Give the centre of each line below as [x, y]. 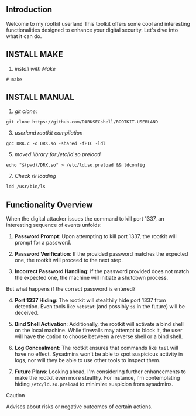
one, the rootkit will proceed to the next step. [68, 260]
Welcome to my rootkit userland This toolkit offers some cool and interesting [98, 23]
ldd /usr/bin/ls [26, 187]
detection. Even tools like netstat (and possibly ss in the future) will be [100, 307]
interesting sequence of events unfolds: [54, 225]
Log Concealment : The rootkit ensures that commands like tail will [96, 348]
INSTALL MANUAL [40, 97]
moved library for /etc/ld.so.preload [58, 154]
